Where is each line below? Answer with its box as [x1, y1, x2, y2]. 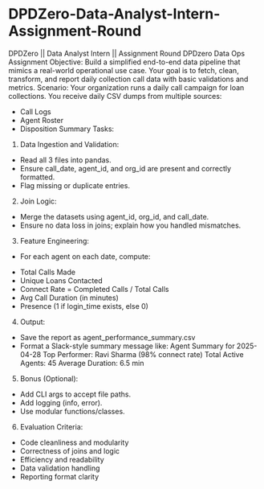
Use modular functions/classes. [19, 406, 126, 416]
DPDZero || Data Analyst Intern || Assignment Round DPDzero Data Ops [8, 48, 246, 58]
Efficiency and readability [19, 454, 104, 464]
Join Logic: [19, 196, 58, 206]
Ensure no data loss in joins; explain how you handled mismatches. [19, 220, 242, 230]
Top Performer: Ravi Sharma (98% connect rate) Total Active [43, 349, 244, 359]
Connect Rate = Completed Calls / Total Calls [19, 284, 169, 294]
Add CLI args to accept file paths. [19, 389, 131, 399]
